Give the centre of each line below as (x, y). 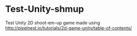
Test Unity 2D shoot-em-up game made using (53, 23)
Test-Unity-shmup (45, 9)
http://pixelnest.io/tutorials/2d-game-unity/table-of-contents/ (68, 28)
